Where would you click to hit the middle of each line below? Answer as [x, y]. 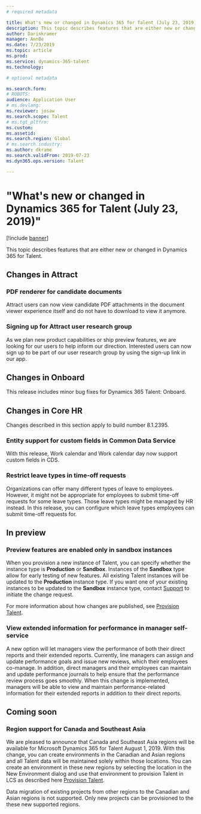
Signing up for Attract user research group [69, 327]
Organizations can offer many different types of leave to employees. [90, 488]
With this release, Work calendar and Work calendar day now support [92, 454]
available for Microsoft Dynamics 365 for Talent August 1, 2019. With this [96, 748]
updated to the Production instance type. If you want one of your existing [97, 582]
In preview [26, 533]
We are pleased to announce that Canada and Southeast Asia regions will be [100, 742]
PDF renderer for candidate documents [64, 291]
